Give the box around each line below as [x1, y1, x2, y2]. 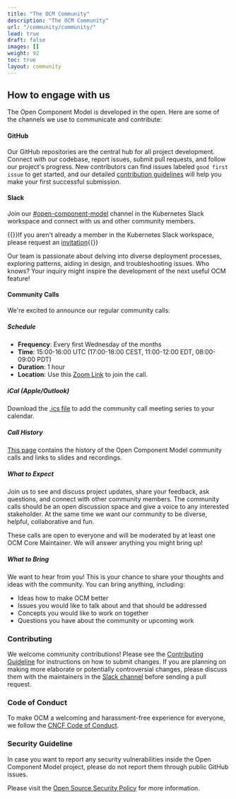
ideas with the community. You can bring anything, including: [7, 580, 185, 588]
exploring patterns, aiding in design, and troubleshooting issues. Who [7, 259, 210, 267]
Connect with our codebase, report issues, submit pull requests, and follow [7, 155, 226, 163]
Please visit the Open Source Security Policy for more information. [7, 783, 200, 792]
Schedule [7, 322, 36, 331]
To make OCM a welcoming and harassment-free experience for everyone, [7, 713, 225, 722]
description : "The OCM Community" [7, 17, 110, 24]
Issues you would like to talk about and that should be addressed [17, 601, 207, 610]
